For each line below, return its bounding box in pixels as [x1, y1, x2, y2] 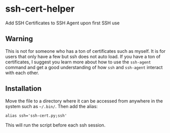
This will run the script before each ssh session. [5, 122, 106, 128]
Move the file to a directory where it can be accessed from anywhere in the [5, 97, 163, 104]
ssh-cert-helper [5, 3, 75, 15]
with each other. [5, 70, 39, 76]
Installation [5, 84, 42, 93]
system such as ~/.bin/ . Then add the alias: [5, 103, 98, 109]
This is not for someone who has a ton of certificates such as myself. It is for [5, 48, 166, 54]
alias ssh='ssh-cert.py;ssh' [5, 113, 67, 118]
